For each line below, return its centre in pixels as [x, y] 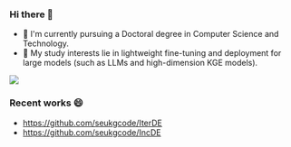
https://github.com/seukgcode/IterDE [92, 123]
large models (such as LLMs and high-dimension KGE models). [140, 63]
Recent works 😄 [46, 103]
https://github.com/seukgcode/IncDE [92, 132]
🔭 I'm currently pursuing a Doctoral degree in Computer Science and [150, 34]
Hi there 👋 [32, 14]
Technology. [46, 43]
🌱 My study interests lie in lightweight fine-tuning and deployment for [152, 53]
